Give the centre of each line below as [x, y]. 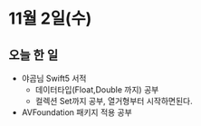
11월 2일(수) [50, 19]
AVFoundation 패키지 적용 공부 [77, 112]
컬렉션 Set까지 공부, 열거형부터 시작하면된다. [114, 101]
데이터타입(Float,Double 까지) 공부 [97, 90]
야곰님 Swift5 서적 [54, 78]
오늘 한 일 [33, 55]
